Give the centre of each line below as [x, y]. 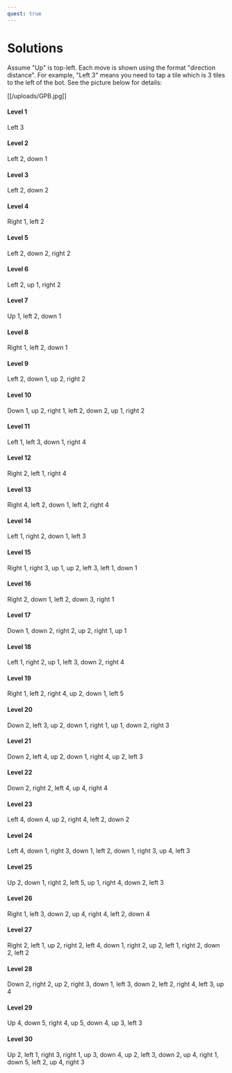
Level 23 [20, 804]
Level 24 [20, 835]
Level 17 [19, 615]
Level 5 [18, 237]
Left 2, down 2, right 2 [39, 253]
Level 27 [20, 930]
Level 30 [20, 1039]
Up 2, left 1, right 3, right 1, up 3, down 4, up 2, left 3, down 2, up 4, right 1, [113, 1054]
